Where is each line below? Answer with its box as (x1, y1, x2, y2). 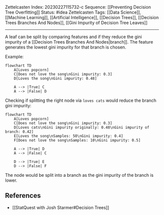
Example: (5, 54, 24, 59)
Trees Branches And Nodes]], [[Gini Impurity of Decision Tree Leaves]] (5, 20, 148, 25)
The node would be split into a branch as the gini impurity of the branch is (5, 172, 154, 178)
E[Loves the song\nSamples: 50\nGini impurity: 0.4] (14, 134, 123, 139)
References (5, 191, 41, 200)
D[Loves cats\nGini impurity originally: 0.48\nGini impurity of (14, 125, 150, 130)
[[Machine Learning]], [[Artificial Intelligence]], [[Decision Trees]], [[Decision (5, 15, 159, 20)
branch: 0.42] (5, 129, 34, 134)
